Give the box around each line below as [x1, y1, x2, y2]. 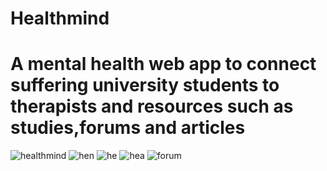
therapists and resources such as [10, 95, 294, 118]
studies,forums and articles [10, 117, 246, 139]
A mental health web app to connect [10, 53, 317, 76]
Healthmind [10, 7, 110, 30]
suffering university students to [10, 74, 280, 97]
